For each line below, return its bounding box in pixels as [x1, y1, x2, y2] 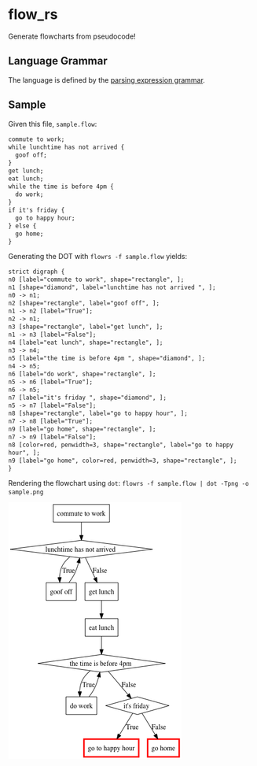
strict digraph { [8, 268, 65, 276]
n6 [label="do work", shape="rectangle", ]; [8, 370, 156, 378]
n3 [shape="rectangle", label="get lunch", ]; [8, 323, 163, 331]
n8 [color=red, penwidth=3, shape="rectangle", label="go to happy [8, 441, 234, 449]
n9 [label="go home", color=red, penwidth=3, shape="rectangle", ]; [8, 457, 237, 464]
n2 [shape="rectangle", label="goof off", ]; [8, 299, 160, 307]
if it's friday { [8, 206, 65, 214]
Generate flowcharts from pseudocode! [8, 31, 136, 41]
